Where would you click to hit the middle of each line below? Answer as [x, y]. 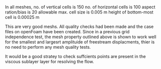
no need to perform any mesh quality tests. [48, 47]
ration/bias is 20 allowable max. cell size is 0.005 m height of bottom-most [79, 12]
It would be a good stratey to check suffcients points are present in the [75, 56]
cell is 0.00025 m [22, 17]
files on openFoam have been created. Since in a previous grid [67, 32]
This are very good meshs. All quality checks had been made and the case [79, 27]
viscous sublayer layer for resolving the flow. [50, 62]
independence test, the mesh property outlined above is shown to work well [80, 37]
